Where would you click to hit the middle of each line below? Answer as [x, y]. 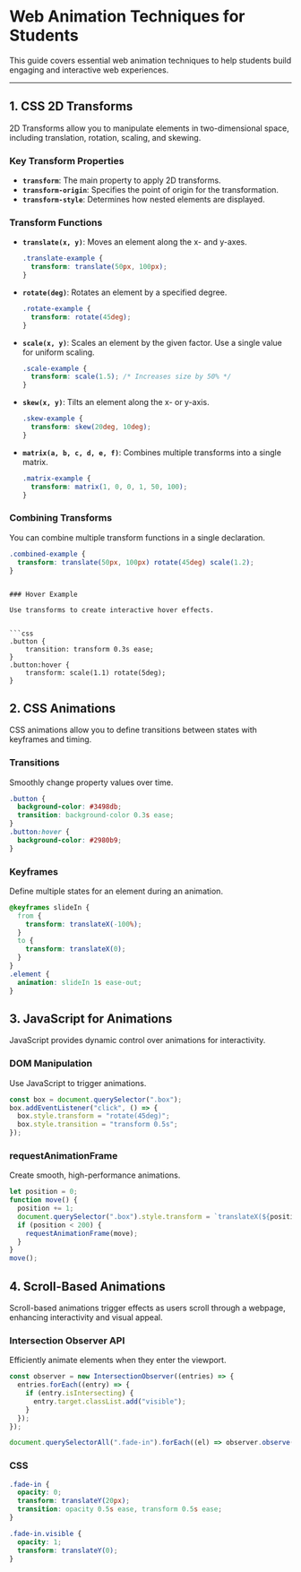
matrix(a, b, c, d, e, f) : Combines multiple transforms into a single [152, 452]
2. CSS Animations [63, 708]
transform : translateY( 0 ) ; [68, 1550]
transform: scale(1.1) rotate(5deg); [96, 673]
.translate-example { [62, 259]
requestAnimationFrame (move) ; [82, 1233]
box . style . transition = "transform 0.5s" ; [98, 1125]
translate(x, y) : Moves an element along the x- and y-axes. [135, 242]
